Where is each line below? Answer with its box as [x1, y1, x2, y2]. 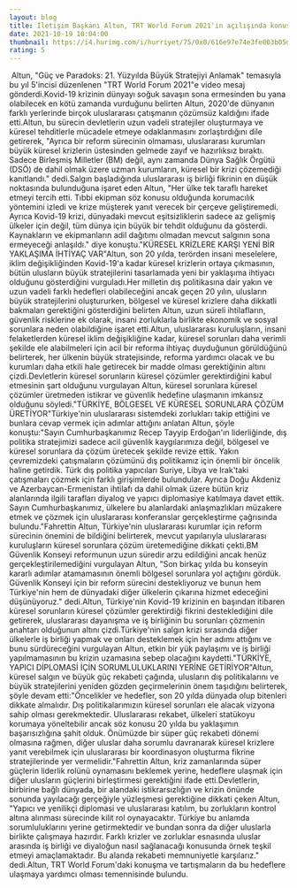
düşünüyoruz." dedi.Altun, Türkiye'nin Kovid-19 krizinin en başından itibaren [9, 596, 286, 607]
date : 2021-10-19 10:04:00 [9, 29, 109, 38]
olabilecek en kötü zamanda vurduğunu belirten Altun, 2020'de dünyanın [9, 98, 275, 109]
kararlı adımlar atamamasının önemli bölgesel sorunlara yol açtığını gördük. [9, 568, 281, 579]
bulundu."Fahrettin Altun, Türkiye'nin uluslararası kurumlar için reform [9, 521, 263, 532]
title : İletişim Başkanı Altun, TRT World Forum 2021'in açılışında [9, 21, 267, 30]
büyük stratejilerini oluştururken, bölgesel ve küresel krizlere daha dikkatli [9, 295, 277, 306]
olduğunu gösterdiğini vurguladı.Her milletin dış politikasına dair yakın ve [9, 277, 273, 287]
